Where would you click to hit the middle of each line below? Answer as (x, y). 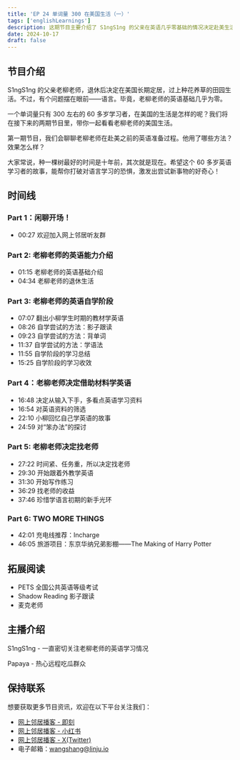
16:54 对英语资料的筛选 (52, 409)
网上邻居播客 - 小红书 (49, 731)
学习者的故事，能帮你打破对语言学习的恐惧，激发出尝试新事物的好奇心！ (114, 171)
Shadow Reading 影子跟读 (56, 596)
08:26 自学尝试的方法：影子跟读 (65, 327)
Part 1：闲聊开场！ (39, 218)
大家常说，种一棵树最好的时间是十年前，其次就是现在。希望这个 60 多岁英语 (120, 162)
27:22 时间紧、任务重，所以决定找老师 (74, 464)
